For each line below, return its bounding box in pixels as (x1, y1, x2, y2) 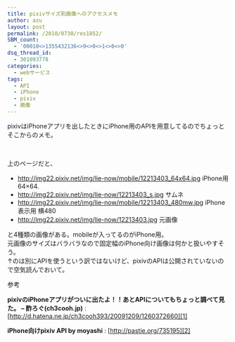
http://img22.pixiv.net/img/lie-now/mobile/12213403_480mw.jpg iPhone (17, 198, 225, 206)
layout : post (7, 23, 46, 30)
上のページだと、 (7, 159, 57, 167)
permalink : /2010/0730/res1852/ (7, 29, 102, 37)
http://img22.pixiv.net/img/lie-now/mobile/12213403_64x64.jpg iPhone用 (17, 173, 229, 183)
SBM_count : (7, 37, 39, 44)
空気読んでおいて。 (13, 265, 69, 274)
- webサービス (13, 69, 51, 76)
